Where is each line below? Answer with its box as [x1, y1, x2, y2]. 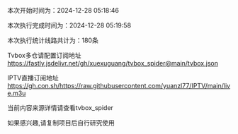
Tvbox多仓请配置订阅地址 [7, 51, 81, 59]
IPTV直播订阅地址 [7, 73, 59, 82]
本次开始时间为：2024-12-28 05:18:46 [7, 6, 119, 14]
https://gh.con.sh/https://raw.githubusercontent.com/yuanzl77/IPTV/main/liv [7, 82, 231, 90]
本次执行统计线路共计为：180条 [7, 36, 99, 44]
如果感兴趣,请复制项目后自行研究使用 [7, 118, 115, 127]
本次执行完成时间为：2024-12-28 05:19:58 [7, 21, 132, 30]
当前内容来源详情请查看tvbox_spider [7, 104, 113, 111]
